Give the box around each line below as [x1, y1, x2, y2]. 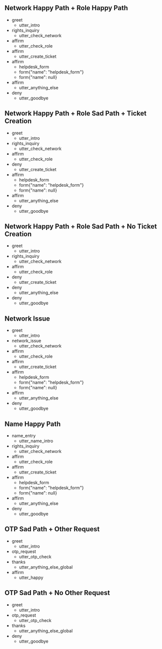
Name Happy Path [4, 420, 61, 428]
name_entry [11, 433, 36, 439]
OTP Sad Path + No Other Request [4, 589, 111, 597]
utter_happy [19, 574, 44, 580]
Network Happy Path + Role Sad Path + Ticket [4, 109, 147, 118]
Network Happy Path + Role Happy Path [4, 4, 128, 12]
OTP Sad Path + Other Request [4, 525, 100, 533]
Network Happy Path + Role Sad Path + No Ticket [4, 223, 157, 231]
